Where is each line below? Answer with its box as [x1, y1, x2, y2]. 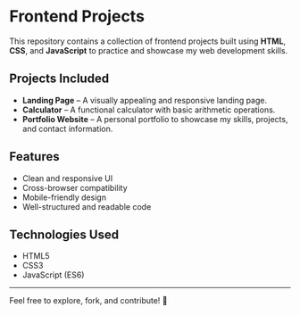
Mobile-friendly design [21, 192, 107, 203]
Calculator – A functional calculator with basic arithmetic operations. [21, 104, 276, 115]
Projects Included [9, 71, 110, 87]
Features [9, 149, 60, 164]
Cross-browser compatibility [21, 182, 128, 193]
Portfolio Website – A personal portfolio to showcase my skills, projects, [21, 113, 288, 124]
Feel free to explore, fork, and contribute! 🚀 [9, 295, 168, 306]
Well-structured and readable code [21, 201, 152, 211]
